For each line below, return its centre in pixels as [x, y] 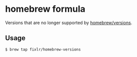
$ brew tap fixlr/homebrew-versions [43, 49]
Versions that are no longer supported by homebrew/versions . [69, 23]
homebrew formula [45, 9]
